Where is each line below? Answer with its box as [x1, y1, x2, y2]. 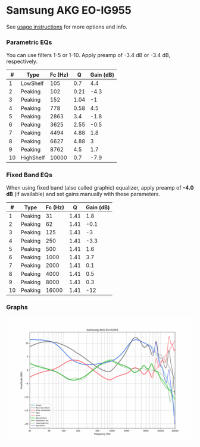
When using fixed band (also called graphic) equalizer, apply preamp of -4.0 [6, 184, 194, 191]
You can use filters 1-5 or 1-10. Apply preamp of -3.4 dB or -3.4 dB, [6, 52, 171, 59]
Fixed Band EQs [6, 171, 52, 179]
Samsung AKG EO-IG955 [6, 4, 132, 17]
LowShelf [20, 80, 44, 87]
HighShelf [20, 154, 45, 161]
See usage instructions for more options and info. [6, 23, 128, 30]
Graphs [6, 303, 28, 311]
